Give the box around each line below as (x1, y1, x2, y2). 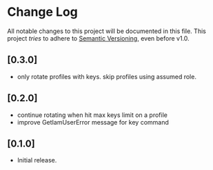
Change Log (7, 4, 78, 20)
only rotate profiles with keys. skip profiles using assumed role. (17, 72, 196, 81)
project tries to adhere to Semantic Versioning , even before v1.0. (7, 34, 190, 42)
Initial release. (17, 156, 57, 164)
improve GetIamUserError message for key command (17, 118, 169, 126)
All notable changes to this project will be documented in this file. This (7, 27, 207, 35)
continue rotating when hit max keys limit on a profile (17, 111, 168, 119)
